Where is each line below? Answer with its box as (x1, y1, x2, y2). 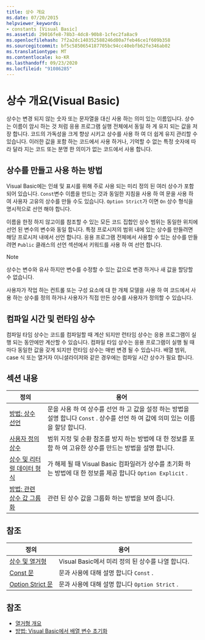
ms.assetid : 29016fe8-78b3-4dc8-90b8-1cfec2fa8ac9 (6, 32, 138, 38)
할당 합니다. (54, 423, 87, 432)
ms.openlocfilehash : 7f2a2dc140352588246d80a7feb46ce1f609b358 (6, 37, 171, 43)
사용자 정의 (9, 434, 40, 443)
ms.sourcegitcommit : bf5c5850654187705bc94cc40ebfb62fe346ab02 (6, 43, 171, 49)
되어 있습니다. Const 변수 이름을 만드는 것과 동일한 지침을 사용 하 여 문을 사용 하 (6, 190, 194, 197)
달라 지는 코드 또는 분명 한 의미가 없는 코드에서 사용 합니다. (12, 146, 153, 153)
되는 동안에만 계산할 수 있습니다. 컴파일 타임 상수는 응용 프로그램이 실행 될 (12, 338, 189, 346)
